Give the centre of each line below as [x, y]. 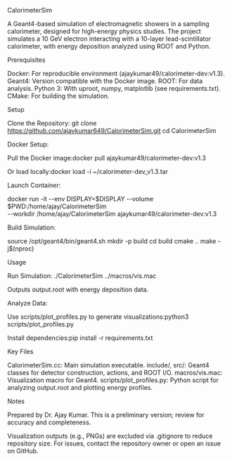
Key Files [20, 352]
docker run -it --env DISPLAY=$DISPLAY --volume [80, 199]
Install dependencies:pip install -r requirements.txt [80, 338]
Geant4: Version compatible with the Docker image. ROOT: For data [105, 81]
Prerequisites [26, 60]
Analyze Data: [27, 303]
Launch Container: [34, 185]
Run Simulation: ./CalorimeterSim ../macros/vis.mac [82, 276]
